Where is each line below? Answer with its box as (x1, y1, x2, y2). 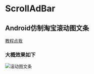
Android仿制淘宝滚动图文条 (5, 24, 89, 32)
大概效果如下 (5, 51, 36, 58)
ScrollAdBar (5, 3, 55, 14)
